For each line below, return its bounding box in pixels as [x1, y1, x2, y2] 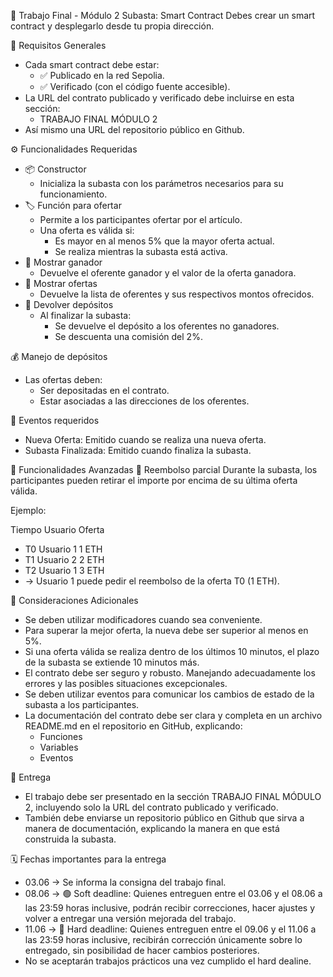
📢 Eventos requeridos [10, 415, 100, 426]
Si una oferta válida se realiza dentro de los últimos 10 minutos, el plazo [24, 646, 320, 657]
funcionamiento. [39, 188, 108, 200]
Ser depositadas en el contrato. [39, 385, 170, 396]
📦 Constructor [24, 163, 87, 175]
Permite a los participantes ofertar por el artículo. [39, 214, 243, 225]
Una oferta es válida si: [39, 225, 135, 236]
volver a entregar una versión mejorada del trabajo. [24, 913, 237, 924]
